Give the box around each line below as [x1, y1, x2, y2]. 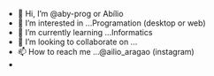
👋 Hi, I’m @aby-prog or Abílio [17, 9, 124, 19]
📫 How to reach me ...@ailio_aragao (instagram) [17, 47, 195, 57]
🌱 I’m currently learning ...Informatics [17, 27, 153, 37]
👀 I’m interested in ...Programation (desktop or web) [17, 18, 206, 28]
